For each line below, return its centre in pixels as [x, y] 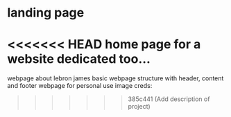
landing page [46, 13]
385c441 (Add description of [169, 99]
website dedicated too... [79, 59]
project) [139, 107]
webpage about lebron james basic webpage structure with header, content [115, 78]
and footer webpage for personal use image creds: [80, 86]
